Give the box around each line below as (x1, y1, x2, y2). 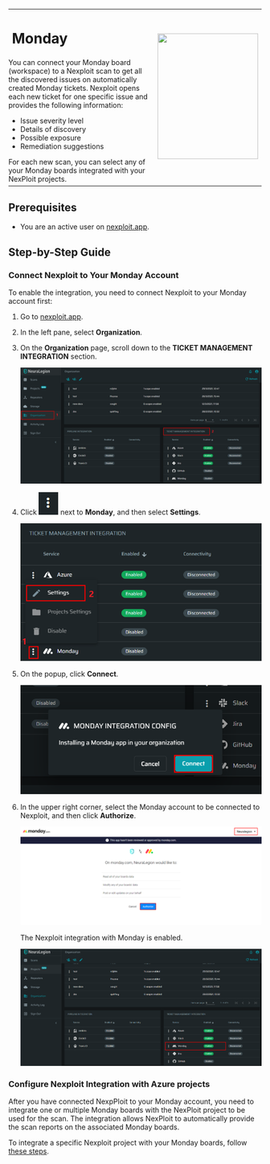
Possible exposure (19, 133, 82, 143)
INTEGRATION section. (19, 351, 98, 361)
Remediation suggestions (19, 141, 104, 151)
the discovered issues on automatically (8, 75, 137, 84)
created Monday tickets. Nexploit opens (8, 84, 141, 93)
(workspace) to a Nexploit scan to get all (8, 66, 142, 76)
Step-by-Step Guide (8, 245, 111, 259)
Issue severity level (19, 116, 84, 125)
